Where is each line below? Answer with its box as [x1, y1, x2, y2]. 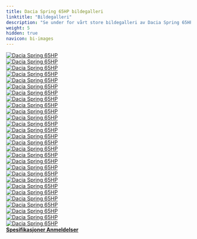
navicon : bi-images [6, 36, 54, 42]
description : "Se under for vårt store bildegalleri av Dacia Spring [6, 19, 180, 25]
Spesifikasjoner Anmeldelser [6, 226, 79, 233]
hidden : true [6, 30, 38, 36]
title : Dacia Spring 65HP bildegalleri [6, 8, 104, 15]
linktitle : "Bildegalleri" [6, 14, 72, 20]
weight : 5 [6, 25, 30, 31]
